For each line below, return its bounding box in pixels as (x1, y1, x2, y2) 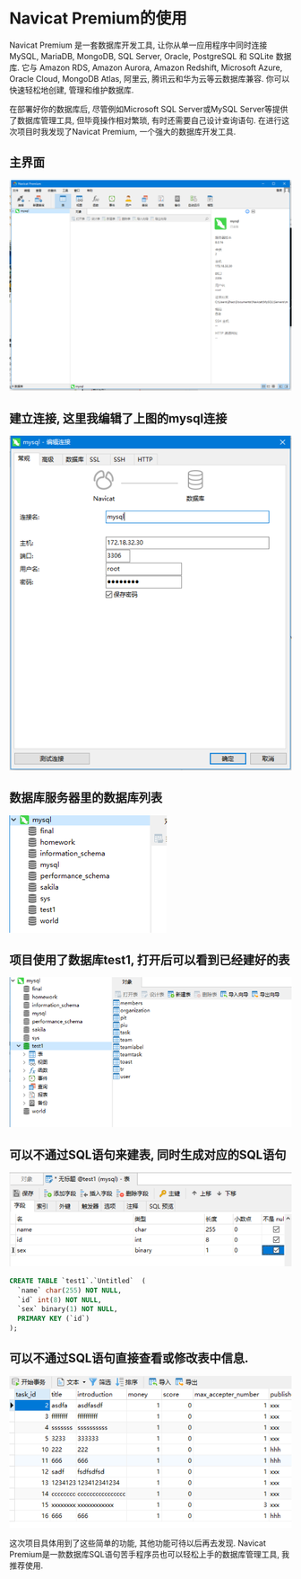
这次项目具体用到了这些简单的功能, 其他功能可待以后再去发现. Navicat (9, 1538, 266, 1548)
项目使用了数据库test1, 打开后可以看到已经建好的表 (9, 953, 290, 967)
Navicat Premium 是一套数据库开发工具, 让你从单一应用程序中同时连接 (9, 40, 268, 50)
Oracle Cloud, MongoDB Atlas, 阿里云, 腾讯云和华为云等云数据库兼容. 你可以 (9, 73, 290, 84)
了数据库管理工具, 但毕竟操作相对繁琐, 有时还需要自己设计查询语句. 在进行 (9, 114, 282, 126)
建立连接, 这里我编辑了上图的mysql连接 (9, 411, 228, 426)
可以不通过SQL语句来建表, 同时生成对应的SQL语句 (9, 1147, 287, 1162)
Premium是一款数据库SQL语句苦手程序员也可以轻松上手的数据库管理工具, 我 (9, 1548, 289, 1559)
